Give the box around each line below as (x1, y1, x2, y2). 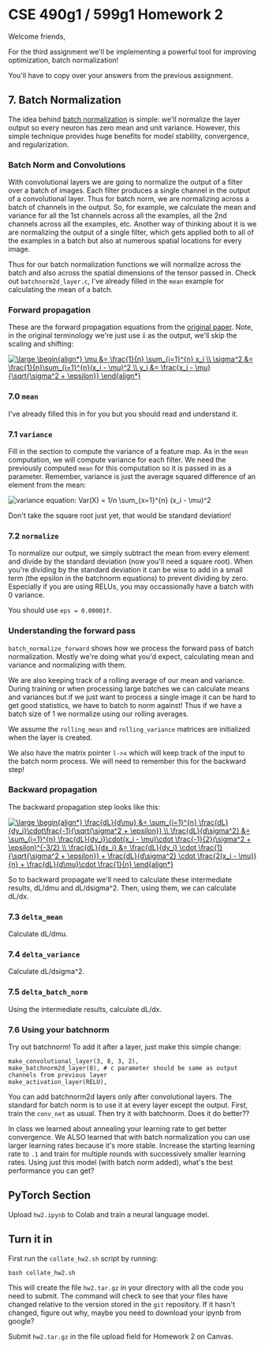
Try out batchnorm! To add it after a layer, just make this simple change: (8, 1042, 241, 1051)
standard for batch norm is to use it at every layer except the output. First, (8, 1100, 248, 1110)
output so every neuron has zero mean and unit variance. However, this (8, 122, 241, 132)
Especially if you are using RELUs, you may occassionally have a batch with (8, 582, 254, 591)
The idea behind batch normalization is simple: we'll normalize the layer (8, 114, 241, 124)
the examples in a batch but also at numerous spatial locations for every (8, 236, 242, 245)
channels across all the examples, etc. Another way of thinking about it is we (8, 219, 257, 229)
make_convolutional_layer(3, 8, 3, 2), (8, 1058, 140, 1066)
